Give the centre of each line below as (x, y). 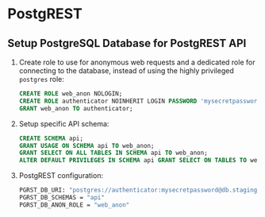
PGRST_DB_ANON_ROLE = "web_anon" (74, 205)
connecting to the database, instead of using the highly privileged (127, 71)
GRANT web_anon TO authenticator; (76, 108)
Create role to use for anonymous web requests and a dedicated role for (137, 62)
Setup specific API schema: (64, 123)
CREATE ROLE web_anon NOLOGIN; (71, 94)
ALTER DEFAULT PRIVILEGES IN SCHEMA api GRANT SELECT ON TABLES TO (133, 161)
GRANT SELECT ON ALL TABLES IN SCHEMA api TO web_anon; (113, 153)
